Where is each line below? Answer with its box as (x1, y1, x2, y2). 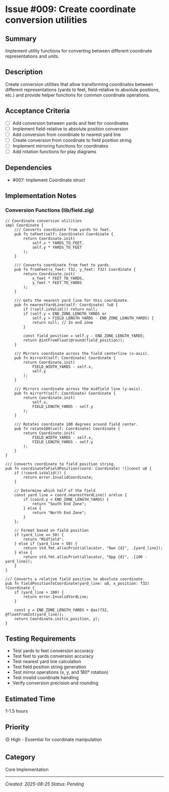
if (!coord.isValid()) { (14, 470, 66, 476)
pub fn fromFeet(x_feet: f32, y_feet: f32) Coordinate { (14, 267, 136, 272)
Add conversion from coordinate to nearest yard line (12, 131, 121, 137)
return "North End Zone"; (32, 510, 87, 515)
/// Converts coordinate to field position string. (5, 461, 116, 467)
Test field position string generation (12, 664, 87, 670)
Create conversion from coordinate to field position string (12, 137, 132, 143)
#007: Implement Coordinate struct (12, 177, 86, 183)
